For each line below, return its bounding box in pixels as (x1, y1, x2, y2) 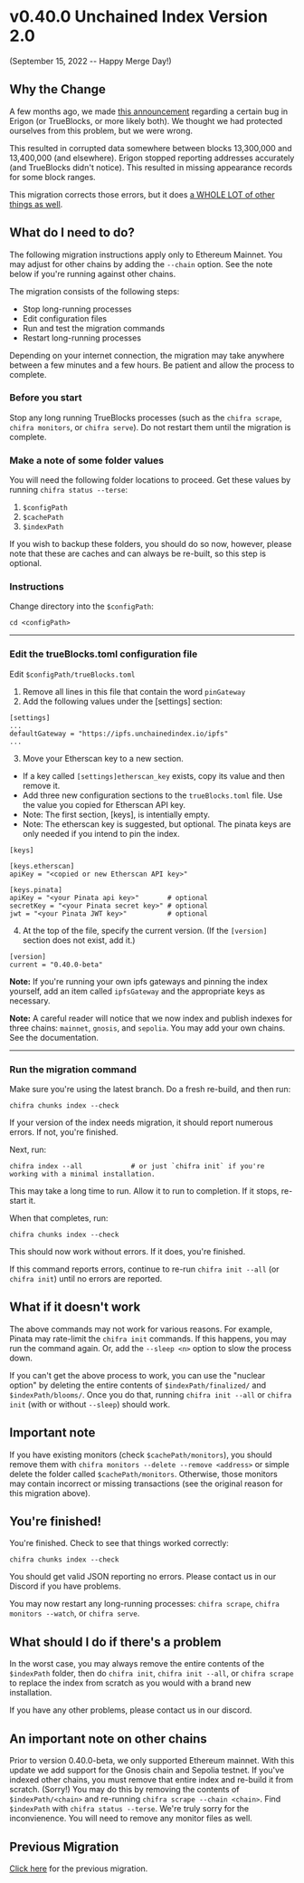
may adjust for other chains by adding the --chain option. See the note (9, 258, 273, 269)
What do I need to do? (9, 225, 136, 241)
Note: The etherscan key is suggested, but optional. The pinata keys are (22, 818, 291, 830)
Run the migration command (9, 1062, 138, 1075)
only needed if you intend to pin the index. (22, 828, 180, 839)
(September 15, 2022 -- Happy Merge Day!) (9, 55, 172, 66)
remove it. (22, 780, 61, 791)
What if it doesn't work (9, 1300, 141, 1315)
